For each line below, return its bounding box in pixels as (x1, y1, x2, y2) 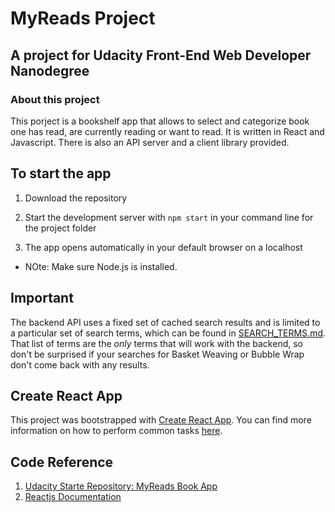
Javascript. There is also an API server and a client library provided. (10, 136, 290, 148)
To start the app (10, 165, 112, 182)
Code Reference (10, 453, 114, 471)
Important (10, 290, 74, 307)
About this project (10, 92, 100, 106)
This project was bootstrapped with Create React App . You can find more (10, 414, 312, 426)
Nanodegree (10, 62, 90, 79)
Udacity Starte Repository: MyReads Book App (24, 480, 218, 492)
